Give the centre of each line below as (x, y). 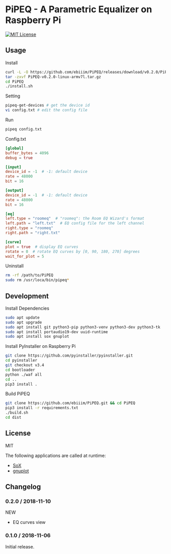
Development (27, 296)
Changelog (23, 487)
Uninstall (15, 266)
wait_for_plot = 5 (25, 256)
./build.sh (17, 413)
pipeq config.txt (24, 129)
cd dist (13, 418)
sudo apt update (22, 317)
